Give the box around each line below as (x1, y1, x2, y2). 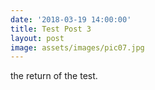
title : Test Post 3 (10, 24, 92, 34)
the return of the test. (10, 70, 98, 82)
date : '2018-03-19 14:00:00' (10, 14, 132, 25)
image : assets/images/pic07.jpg (10, 42, 145, 53)
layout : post (10, 33, 65, 43)
